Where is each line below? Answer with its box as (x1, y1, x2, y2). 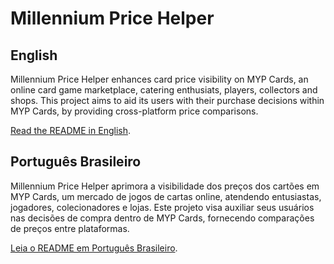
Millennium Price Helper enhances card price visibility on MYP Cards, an (10, 73, 309, 85)
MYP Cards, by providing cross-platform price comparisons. (10, 105, 259, 117)
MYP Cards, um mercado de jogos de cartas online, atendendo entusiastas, (10, 190, 322, 202)
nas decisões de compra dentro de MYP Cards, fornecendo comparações (10, 212, 315, 224)
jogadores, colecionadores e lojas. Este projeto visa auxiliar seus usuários (10, 201, 315, 213)
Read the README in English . (10, 125, 131, 136)
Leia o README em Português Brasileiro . (10, 242, 178, 254)
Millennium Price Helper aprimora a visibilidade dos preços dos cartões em (10, 180, 320, 192)
